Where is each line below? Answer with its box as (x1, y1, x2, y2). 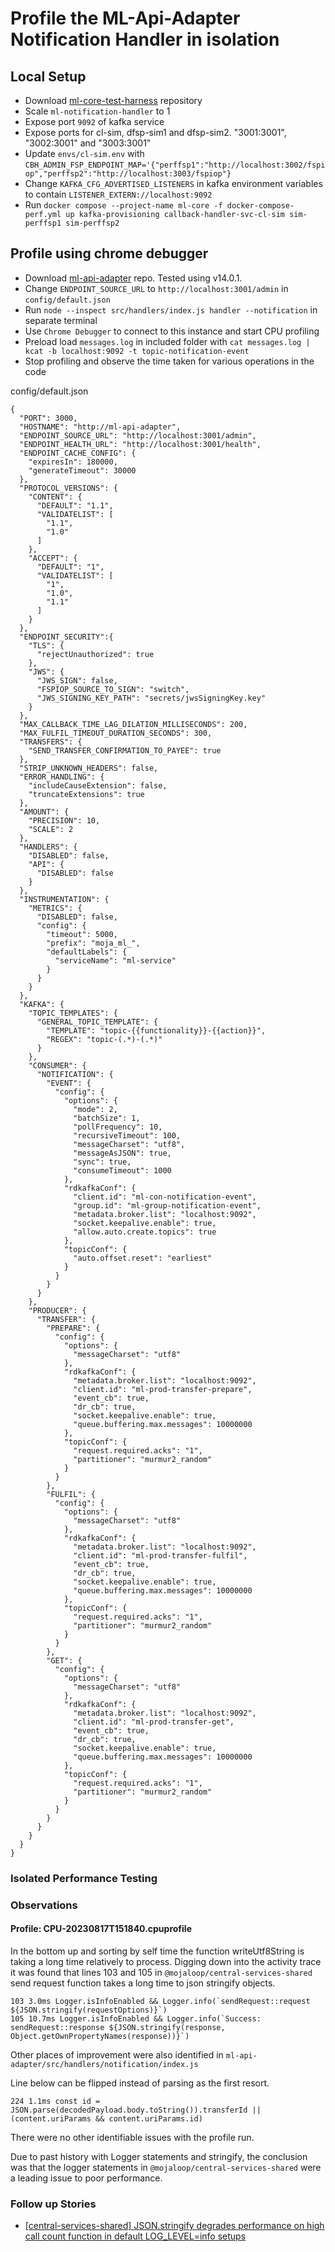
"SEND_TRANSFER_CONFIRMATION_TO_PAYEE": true (28, 745, 222, 756)
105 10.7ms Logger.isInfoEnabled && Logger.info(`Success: (10, 2013, 262, 2024)
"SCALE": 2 (28, 824, 74, 834)
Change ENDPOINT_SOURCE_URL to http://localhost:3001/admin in (24, 282, 289, 294)
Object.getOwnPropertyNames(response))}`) (10, 2031, 190, 2041)
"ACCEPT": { (28, 553, 78, 563)
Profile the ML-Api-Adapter (10, 7, 241, 30)
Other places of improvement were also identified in (10, 2048, 224, 2061)
